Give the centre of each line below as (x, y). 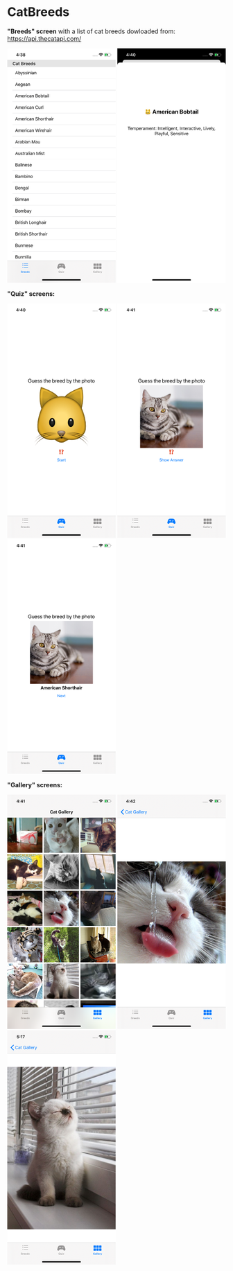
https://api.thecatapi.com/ (44, 38)
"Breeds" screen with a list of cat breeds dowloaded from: (91, 31)
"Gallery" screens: (35, 784)
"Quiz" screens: (31, 294)
